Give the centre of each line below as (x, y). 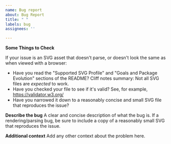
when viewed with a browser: (36, 63)
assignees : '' (20, 29)
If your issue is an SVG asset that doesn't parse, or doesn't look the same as (86, 58)
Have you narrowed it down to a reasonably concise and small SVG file (87, 100)
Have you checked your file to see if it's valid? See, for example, (80, 89)
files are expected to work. (41, 84)
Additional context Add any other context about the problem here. (75, 136)
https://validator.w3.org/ (38, 95)
